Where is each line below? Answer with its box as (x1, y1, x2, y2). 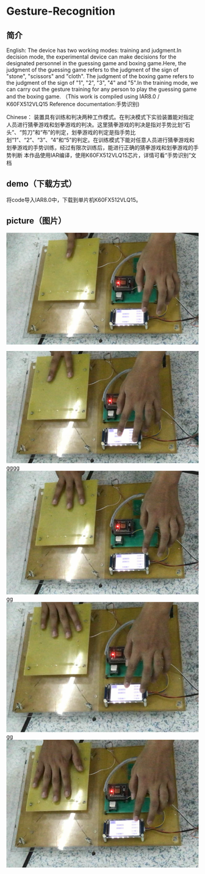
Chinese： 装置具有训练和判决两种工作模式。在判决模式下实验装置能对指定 (6, 114, 194, 120)
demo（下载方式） (6, 179, 77, 189)
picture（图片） (6, 215, 67, 226)
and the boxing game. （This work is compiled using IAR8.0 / (6, 93, 160, 100)
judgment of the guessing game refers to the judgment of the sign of (6, 66, 179, 73)
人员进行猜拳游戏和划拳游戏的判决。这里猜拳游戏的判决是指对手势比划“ (6, 121, 185, 128)
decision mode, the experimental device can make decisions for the (6, 53, 177, 60)
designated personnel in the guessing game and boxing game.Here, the (6, 60, 187, 67)
